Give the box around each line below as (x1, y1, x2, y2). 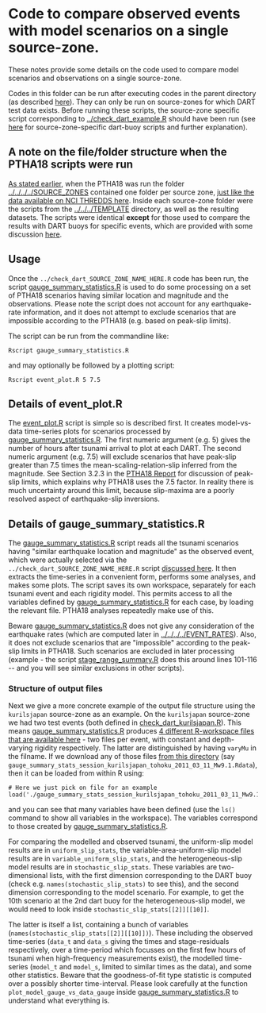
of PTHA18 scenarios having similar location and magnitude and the (8, 291, 230, 300)
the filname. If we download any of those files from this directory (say (8, 752, 235, 761)
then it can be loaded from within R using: (8, 768, 145, 778)
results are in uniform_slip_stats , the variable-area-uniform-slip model (8, 845, 241, 855)
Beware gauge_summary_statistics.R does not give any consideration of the (8, 621, 255, 631)
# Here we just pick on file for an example (8, 784, 158, 792)
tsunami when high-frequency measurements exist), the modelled (8, 953, 223, 963)
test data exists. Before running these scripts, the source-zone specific (8, 105, 240, 115)
